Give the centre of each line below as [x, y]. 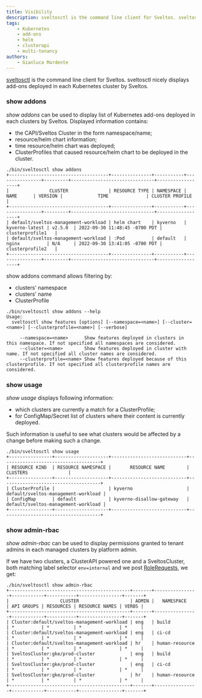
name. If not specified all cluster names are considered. [82, 354]
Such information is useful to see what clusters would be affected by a [93, 434]
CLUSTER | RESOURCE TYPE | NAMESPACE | [118, 191]
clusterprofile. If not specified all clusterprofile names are [88, 364]
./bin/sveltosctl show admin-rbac [50, 585]
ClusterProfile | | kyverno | [100, 489]
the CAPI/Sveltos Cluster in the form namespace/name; [83, 133]
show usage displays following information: [60, 398]
